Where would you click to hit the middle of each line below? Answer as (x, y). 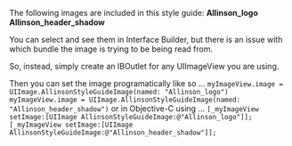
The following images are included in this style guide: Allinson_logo (134, 13)
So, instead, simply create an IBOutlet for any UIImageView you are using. (144, 66)
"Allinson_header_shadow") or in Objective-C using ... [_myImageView (134, 109)
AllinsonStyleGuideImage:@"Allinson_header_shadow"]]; (113, 133)
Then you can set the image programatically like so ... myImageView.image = (146, 83)
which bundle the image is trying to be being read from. (111, 49)
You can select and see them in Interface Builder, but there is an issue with (146, 40)
